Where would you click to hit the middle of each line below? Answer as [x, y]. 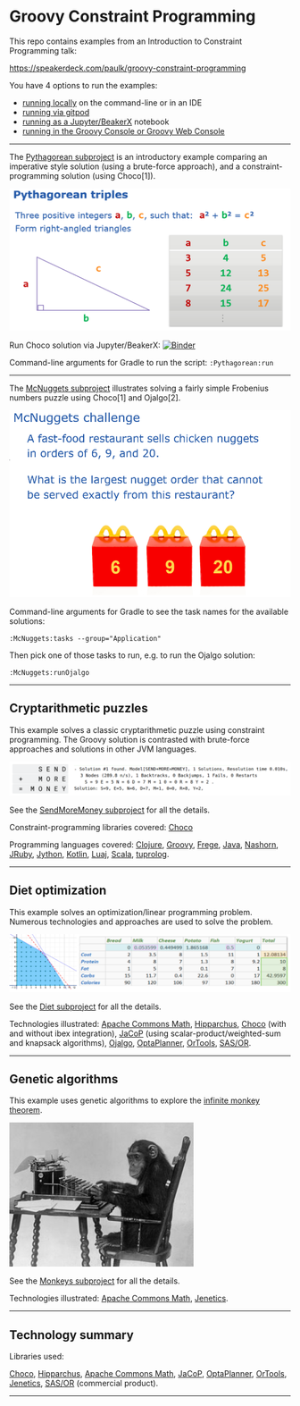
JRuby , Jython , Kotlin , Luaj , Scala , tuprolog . [89, 854]
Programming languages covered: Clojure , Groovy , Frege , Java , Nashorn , [144, 844]
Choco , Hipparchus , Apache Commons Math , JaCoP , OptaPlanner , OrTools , [148, 1374]
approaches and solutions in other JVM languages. [103, 749]
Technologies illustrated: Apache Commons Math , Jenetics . [119, 1299]
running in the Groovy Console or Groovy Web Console [123, 130]
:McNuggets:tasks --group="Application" [86, 639]
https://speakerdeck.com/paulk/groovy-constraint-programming [128, 68]
